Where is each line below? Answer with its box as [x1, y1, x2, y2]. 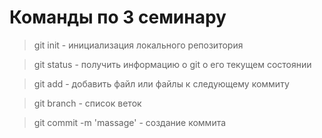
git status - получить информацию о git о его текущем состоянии [33, 58, 312, 70]
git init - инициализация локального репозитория [33, 39, 244, 51]
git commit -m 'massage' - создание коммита [33, 116, 227, 128]
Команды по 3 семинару [9, 6, 227, 29]
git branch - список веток [33, 97, 142, 109]
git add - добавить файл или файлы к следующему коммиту [33, 77, 290, 90]
